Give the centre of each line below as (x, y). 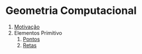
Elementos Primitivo (38, 33)
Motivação (27, 27)
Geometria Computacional (71, 11)
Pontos (31, 39)
